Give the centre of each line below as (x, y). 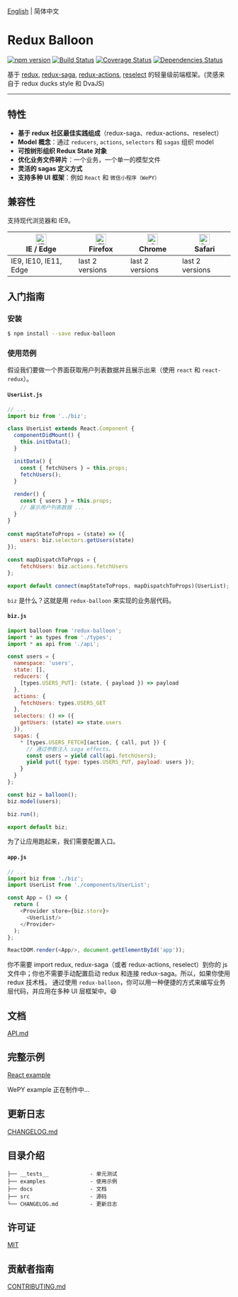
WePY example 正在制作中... (49, 1089)
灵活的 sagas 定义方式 (50, 168)
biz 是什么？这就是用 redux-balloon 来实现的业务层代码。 (91, 600)
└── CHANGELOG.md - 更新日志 (63, 1204)
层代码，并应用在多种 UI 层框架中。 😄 (62, 991)
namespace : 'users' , (44, 663)
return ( (27, 905)
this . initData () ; (46, 442)
